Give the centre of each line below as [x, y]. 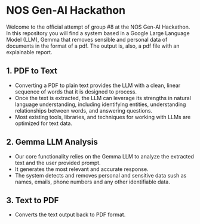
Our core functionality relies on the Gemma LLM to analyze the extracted [104, 156]
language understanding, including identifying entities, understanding [100, 104]
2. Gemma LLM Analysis [52, 142]
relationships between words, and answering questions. [84, 110]
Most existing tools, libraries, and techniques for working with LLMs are [103, 117]
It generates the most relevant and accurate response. [81, 169]
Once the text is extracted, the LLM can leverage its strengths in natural [103, 98]
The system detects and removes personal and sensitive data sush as [101, 175]
